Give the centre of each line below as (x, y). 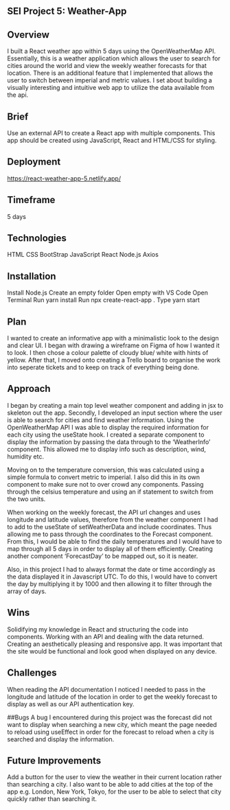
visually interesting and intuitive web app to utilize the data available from (111, 88)
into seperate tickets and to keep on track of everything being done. (103, 367)
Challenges (32, 673)
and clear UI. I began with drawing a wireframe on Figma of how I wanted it (113, 345)
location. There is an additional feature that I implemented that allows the (110, 73)
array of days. (27, 591)
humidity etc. (26, 456)
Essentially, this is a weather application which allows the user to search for (114, 58)
